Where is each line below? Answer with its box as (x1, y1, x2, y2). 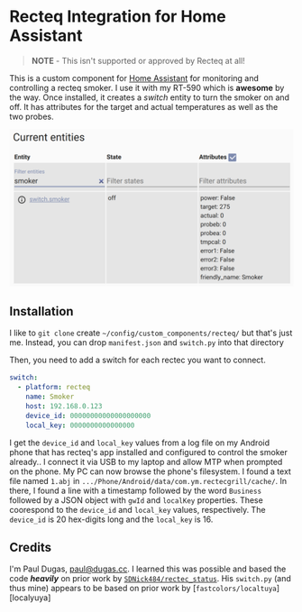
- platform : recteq (17, 383, 91, 392)
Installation (9, 304, 74, 319)
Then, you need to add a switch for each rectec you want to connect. (9, 354, 266, 366)
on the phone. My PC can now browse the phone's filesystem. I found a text (9, 466, 291, 477)
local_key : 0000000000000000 (25, 421, 135, 430)
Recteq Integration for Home (9, 6, 227, 27)
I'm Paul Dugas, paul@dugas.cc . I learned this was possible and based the (9, 563, 287, 574)
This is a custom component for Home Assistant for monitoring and (9, 72, 260, 83)
